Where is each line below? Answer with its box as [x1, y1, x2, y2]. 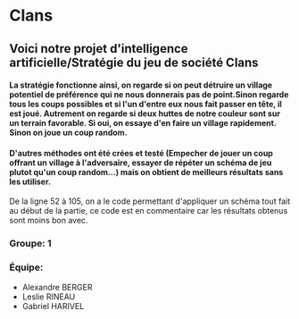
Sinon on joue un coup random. [9, 127, 128, 139]
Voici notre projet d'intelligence [9, 41, 189, 56]
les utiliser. [9, 176, 52, 187]
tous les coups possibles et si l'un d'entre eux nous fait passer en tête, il [9, 99, 283, 110]
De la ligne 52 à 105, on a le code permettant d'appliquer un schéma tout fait [9, 196, 291, 206]
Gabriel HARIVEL [21, 300, 85, 311]
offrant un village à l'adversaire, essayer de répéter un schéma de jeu [9, 157, 272, 168]
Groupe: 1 [9, 238, 52, 250]
